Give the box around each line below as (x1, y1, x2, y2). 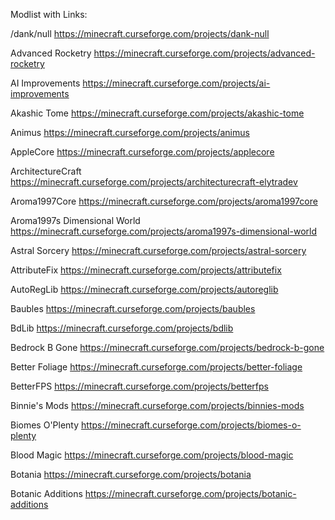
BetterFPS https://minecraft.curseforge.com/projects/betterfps (10, 380, 269, 392)
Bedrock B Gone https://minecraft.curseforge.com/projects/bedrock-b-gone (10, 342, 325, 353)
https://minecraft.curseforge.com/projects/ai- (82, 77, 271, 89)
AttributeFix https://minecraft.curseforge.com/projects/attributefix (10, 264, 282, 276)
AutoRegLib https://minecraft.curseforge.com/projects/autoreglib (10, 284, 279, 295)
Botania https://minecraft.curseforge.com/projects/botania (10, 469, 252, 480)
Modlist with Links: (10, 9, 88, 20)
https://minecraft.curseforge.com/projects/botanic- (84, 488, 297, 499)
